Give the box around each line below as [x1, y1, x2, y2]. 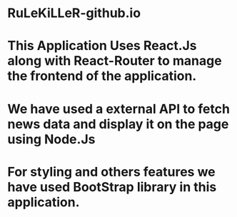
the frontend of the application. [7, 68, 197, 84]
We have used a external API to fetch [7, 101, 231, 117]
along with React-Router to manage [7, 53, 223, 69]
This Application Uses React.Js [7, 38, 198, 54]
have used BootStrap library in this [7, 178, 217, 195]
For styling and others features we [7, 163, 216, 180]
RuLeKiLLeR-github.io [7, 5, 141, 21]
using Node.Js [7, 131, 96, 147]
